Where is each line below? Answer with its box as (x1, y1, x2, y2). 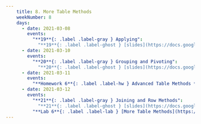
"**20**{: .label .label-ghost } (37, 64, 121, 70)
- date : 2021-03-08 (21, 25, 70, 32)
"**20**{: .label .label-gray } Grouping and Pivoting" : (32, 58, 178, 64)
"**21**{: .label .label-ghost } (37, 103, 121, 109)
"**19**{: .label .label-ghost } (37, 42, 121, 48)
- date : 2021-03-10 (21, 48, 70, 54)
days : (16, 20, 31, 26)
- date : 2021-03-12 (21, 86, 70, 92)
